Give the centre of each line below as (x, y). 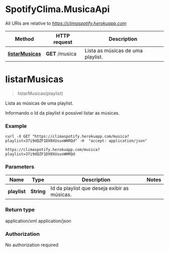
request (63, 42)
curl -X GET (18, 137)
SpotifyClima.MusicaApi (57, 9)
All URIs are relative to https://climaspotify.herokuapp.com (66, 23)
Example (16, 126)
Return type (20, 210)
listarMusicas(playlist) (40, 93)
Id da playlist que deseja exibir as (90, 188)
